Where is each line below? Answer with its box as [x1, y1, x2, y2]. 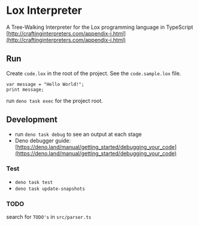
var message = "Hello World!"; [6, 81, 85, 87]
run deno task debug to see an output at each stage [14, 130, 142, 138]
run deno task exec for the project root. [6, 97, 103, 104]
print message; [6, 87, 44, 93]
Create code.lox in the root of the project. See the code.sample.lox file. [6, 70, 182, 77]
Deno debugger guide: [14, 136, 71, 144]
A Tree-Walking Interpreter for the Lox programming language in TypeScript [6, 23, 194, 31]
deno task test [14, 179, 53, 185]
